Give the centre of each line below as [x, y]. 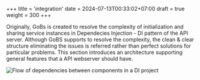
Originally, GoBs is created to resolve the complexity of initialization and [95, 27]
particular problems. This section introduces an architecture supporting [95, 52]
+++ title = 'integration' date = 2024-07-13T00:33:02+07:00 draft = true [95, 9]
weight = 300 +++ [29, 15]
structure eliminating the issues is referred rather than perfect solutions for [98, 46]
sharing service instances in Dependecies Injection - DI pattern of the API [97, 33]
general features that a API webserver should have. [70, 59]
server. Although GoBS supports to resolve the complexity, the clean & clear [100, 39]
